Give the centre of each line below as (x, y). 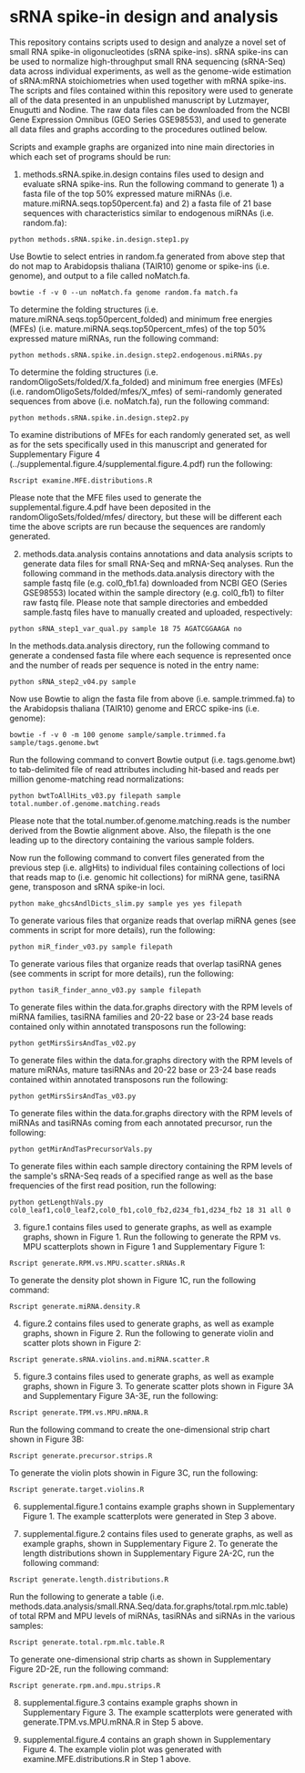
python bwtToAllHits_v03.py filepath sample (95, 795)
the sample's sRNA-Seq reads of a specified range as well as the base (141, 1176)
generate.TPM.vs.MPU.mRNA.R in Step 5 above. (113, 1722)
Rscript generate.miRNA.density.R (75, 1306)
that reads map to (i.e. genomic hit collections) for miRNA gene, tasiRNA (145, 876)
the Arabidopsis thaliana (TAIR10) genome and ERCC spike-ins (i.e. (135, 708)
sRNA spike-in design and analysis (144, 17)
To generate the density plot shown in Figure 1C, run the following (133, 1280)
